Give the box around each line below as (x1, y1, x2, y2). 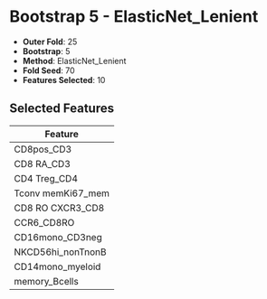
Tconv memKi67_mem (14, 187, 110, 200)
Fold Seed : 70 (22, 65, 75, 76)
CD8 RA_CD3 (14, 157, 71, 170)
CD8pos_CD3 (14, 143, 72, 155)
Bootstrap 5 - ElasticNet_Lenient (9, 6, 259, 27)
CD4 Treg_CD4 (14, 172, 79, 184)
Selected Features (9, 101, 115, 117)
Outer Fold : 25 (22, 36, 78, 47)
